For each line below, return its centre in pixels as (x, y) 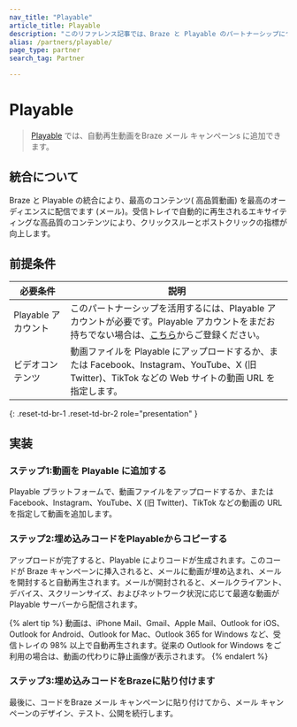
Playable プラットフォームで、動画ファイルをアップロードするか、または (141, 492)
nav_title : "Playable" (51, 17)
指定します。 (96, 391)
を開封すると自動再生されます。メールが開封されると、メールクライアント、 (148, 582)
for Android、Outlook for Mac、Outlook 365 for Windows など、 (156, 634)
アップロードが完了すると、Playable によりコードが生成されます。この (137, 560)
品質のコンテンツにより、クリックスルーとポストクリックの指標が (167, 222)
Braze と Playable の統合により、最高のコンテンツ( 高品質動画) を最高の (140, 200)
